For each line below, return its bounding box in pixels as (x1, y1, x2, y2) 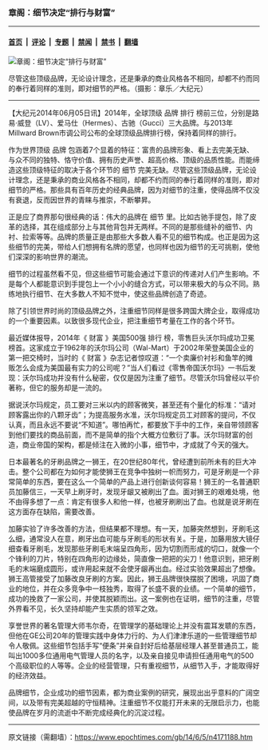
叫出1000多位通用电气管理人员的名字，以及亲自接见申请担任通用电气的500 (8, 650, 254, 660)
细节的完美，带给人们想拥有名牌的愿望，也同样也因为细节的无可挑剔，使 (14, 241, 253, 251)
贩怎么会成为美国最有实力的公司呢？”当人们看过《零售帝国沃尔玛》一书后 (8, 362, 250, 373)
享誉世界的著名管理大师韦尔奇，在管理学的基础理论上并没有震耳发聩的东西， (8, 620, 260, 630)
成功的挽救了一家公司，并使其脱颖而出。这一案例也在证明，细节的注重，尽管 (8, 593, 260, 603)
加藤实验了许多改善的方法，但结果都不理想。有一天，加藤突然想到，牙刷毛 (8, 524, 253, 533)
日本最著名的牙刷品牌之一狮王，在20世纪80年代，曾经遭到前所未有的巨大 (8, 457, 250, 466)
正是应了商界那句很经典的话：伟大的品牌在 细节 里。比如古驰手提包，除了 (8, 212, 250, 221)
